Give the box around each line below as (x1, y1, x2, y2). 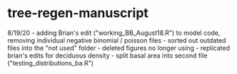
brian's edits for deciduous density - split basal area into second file (7, 51, 208, 60)
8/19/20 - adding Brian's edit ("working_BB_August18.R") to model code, (7, 28, 221, 37)
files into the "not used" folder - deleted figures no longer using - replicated (7, 43, 231, 52)
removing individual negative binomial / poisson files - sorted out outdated (7, 36, 226, 44)
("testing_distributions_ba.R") (7, 58, 94, 67)
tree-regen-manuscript (7, 5, 148, 21)
